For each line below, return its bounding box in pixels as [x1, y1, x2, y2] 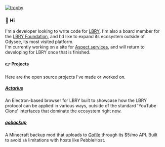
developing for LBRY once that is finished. [5, 49, 90, 55]
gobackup [5, 119, 27, 126]
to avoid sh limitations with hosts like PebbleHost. [5, 137, 105, 143]
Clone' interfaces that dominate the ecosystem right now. [5, 108, 122, 114]
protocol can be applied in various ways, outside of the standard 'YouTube [5, 103, 157, 109]
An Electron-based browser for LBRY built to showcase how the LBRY [5, 98, 147, 103]
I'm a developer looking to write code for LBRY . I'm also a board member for [5, 28, 160, 34]
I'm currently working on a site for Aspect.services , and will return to [5, 44, 145, 50]
